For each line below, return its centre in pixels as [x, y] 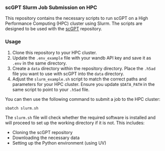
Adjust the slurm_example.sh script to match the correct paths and [79, 79]
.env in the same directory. [40, 63]
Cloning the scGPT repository [42, 133]
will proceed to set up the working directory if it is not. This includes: [75, 123]
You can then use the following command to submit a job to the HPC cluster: [83, 99]
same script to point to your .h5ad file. [51, 89]
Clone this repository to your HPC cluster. [55, 52]
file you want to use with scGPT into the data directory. [68, 74]
